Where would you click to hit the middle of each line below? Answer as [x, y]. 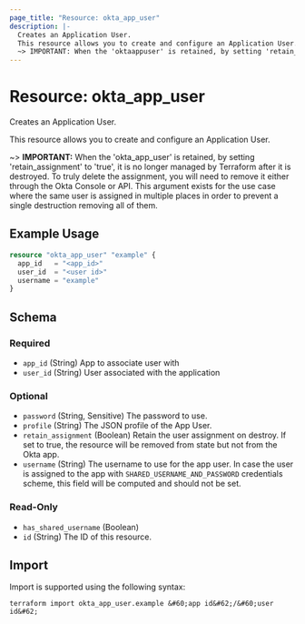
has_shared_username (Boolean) [80, 527]
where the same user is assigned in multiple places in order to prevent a [144, 196]
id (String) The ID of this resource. [87, 537]
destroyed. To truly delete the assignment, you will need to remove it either [149, 176]
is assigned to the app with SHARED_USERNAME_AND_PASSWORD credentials [152, 474]
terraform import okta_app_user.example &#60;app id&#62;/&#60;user [142, 604]
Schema [33, 317]
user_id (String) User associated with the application [121, 372]
